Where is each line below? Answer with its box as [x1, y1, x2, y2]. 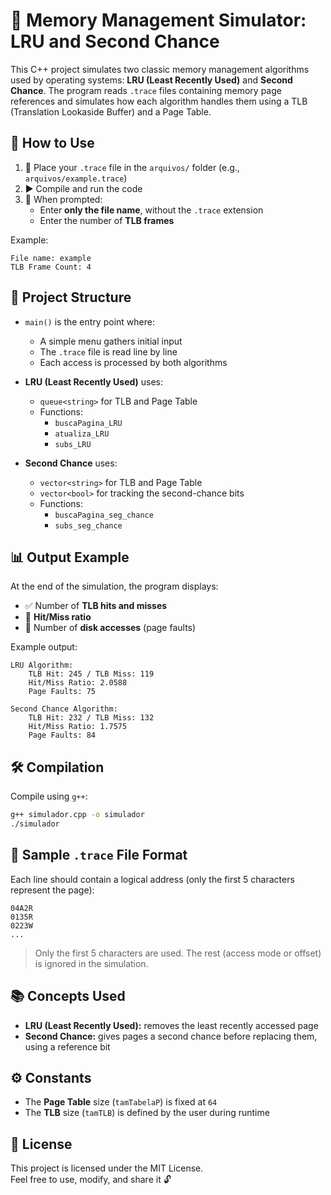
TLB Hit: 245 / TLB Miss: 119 [28, 669, 155, 679]
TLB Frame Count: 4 [10, 262, 92, 272]
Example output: [10, 641, 78, 653]
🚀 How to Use [10, 135, 95, 152]
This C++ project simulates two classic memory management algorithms [10, 63, 310, 75]
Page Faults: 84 [28, 730, 97, 741]
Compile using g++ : [10, 790, 88, 803]
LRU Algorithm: [10, 660, 74, 671]
